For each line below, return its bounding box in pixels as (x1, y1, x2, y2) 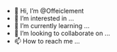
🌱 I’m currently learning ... (13, 22, 90, 30)
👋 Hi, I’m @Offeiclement (13, 7, 84, 15)
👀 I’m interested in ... (13, 14, 74, 22)
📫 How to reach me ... (13, 37, 80, 45)
